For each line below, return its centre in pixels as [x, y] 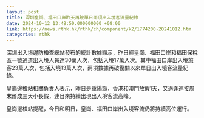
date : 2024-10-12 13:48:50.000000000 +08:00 [63, 23]
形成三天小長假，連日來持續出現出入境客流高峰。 [73, 96]
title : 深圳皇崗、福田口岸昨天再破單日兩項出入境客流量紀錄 [72, 18]
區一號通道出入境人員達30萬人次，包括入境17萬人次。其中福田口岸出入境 [97, 60]
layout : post [23, 12]
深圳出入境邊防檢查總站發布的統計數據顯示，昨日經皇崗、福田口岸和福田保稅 [102, 53]
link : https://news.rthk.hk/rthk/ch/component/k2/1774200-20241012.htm [99, 29]
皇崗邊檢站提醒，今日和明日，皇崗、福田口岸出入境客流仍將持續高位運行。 [99, 109]
